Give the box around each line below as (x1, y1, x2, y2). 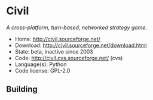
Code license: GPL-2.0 (14, 67, 71, 74)
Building (6, 85, 38, 95)
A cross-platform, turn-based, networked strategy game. (6, 24, 148, 31)
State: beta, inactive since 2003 (14, 48, 94, 55)
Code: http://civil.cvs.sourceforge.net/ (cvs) (14, 54, 123, 61)
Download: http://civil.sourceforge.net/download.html (14, 42, 147, 49)
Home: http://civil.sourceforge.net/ (14, 35, 100, 42)
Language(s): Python (14, 61, 67, 68)
